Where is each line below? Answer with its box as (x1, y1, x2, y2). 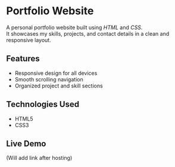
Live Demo (6, 138, 46, 149)
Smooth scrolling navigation (14, 75, 83, 83)
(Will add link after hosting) (6, 155, 73, 162)
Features (6, 53, 40, 64)
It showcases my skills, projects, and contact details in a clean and (6, 30, 170, 37)
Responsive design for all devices (14, 70, 98, 77)
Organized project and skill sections (14, 82, 103, 89)
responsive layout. (6, 36, 52, 43)
